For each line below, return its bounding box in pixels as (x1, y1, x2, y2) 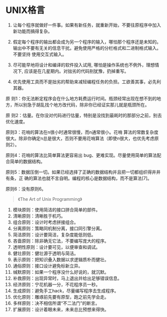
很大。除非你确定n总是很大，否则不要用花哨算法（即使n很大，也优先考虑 (5, 135, 155, 141)
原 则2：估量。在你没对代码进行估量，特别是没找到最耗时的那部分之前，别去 (5, 112, 162, 118)
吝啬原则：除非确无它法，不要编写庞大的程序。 (12, 238, 109, 244)
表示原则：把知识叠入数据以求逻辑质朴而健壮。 (12, 256, 109, 262)
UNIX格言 (5, 4, 45, 16)
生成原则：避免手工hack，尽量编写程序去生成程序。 (12, 288, 119, 294)
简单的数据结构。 (9, 158, 45, 164)
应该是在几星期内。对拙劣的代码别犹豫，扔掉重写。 (24, 68, 129, 74)
